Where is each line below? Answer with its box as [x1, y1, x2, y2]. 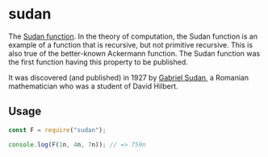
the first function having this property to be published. [8, 57, 188, 67]
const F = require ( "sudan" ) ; [8, 126, 107, 134]
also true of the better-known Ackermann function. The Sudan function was [8, 48, 261, 58]
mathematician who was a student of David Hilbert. [8, 81, 179, 91]
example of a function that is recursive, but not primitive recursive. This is [8, 39, 253, 49]
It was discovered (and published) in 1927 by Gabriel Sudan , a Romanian [8, 72, 249, 82]
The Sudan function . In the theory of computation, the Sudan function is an [8, 31, 258, 41]
